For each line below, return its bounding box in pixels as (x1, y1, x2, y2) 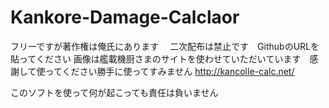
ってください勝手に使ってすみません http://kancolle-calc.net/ (44, 65, 295, 77)
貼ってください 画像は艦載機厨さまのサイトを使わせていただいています (10, 52, 302, 65)
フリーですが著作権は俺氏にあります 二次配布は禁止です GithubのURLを (10, 40, 320, 52)
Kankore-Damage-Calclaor (10, 6, 240, 29)
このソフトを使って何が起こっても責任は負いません (10, 86, 219, 98)
